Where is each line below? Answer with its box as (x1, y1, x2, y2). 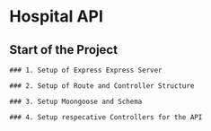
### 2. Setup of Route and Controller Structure (9, 82, 195, 91)
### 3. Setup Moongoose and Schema (9, 97, 143, 106)
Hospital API (9, 6, 103, 27)
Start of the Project (9, 42, 119, 57)
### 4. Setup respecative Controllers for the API (9, 113, 203, 122)
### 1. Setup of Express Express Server (9, 65, 163, 74)
